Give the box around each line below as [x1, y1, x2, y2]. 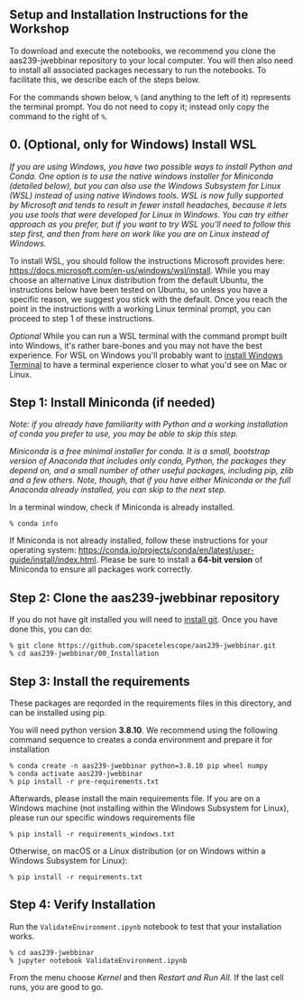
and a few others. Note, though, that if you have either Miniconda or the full [9, 474, 291, 486]
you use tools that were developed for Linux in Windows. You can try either [9, 209, 289, 220]
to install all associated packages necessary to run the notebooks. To [9, 64, 267, 75]
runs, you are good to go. [9, 981, 104, 992]
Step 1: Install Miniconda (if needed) [9, 395, 216, 410]
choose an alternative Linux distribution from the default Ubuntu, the [9, 275, 264, 285]
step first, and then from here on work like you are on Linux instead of [9, 228, 270, 239]
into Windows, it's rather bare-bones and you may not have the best [9, 340, 263, 351]
